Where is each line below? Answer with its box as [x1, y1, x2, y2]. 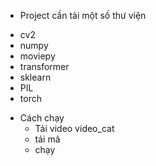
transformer [19, 61, 70, 72]
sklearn [19, 71, 52, 83]
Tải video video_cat [34, 123, 115, 134]
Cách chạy [19, 112, 65, 124]
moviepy [19, 50, 56, 62]
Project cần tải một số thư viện [19, 10, 147, 21]
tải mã [34, 133, 61, 145]
